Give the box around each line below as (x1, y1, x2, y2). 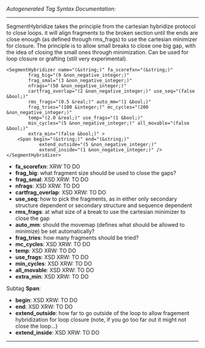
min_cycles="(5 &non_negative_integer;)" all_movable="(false (28, 120, 190, 126)
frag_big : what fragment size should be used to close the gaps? (15, 169, 176, 176)
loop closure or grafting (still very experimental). (6, 55, 128, 62)
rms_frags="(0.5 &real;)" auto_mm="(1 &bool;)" (28, 99, 151, 105)
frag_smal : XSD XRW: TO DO (15, 176, 89, 183)
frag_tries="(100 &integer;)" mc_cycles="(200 (28, 104, 149, 110)
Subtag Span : (6, 285, 41, 292)
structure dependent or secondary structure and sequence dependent (15, 202, 192, 209)
